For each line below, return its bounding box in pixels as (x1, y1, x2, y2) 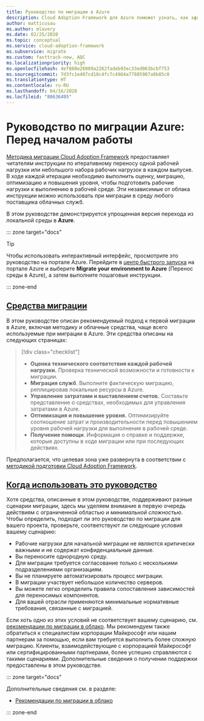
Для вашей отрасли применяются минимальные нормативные (15, 598, 179, 605)
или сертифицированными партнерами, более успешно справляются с (6, 649, 192, 656)
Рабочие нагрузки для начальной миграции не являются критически (15, 540, 195, 548)
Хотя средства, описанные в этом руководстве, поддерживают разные (6, 496, 192, 503)
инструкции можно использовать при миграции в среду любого (6, 192, 174, 199)
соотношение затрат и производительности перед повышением (30, 418, 198, 425)
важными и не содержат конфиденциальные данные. (15, 546, 154, 554)
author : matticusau (6, 20, 56, 26)
